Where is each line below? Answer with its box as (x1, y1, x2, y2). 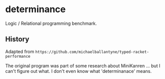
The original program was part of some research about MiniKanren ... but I (5, 62, 161, 69)
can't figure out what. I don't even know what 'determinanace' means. (5, 68, 152, 74)
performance (5, 54, 30, 59)
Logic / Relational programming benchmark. (5, 20, 97, 26)
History (5, 35, 29, 44)
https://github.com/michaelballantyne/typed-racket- (35, 49, 149, 54)
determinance (5, 4, 66, 15)
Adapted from (5, 48, 35, 54)
